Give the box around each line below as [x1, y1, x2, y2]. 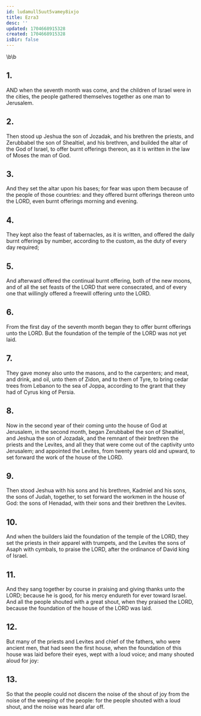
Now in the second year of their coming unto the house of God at [6, 421, 167, 429]
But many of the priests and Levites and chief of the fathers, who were [6, 637, 181, 645]
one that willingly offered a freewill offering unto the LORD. [6, 290, 151, 297]
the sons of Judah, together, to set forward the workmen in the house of [6, 493, 185, 501]
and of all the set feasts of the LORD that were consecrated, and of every [6, 283, 187, 291]
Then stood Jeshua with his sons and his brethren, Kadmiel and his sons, [6, 487, 187, 494]
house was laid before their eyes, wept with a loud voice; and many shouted [6, 651, 194, 658]
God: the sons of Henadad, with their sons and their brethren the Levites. [6, 499, 187, 507]
